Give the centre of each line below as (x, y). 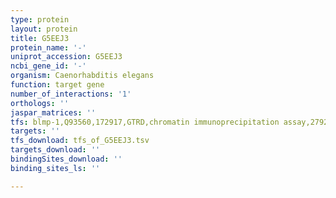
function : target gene (57, 85)
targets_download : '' (55, 150)
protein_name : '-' (48, 47)
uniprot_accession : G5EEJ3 (66, 57)
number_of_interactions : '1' (71, 94)
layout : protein (44, 29)
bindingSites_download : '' (66, 159)
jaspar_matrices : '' (53, 112)
